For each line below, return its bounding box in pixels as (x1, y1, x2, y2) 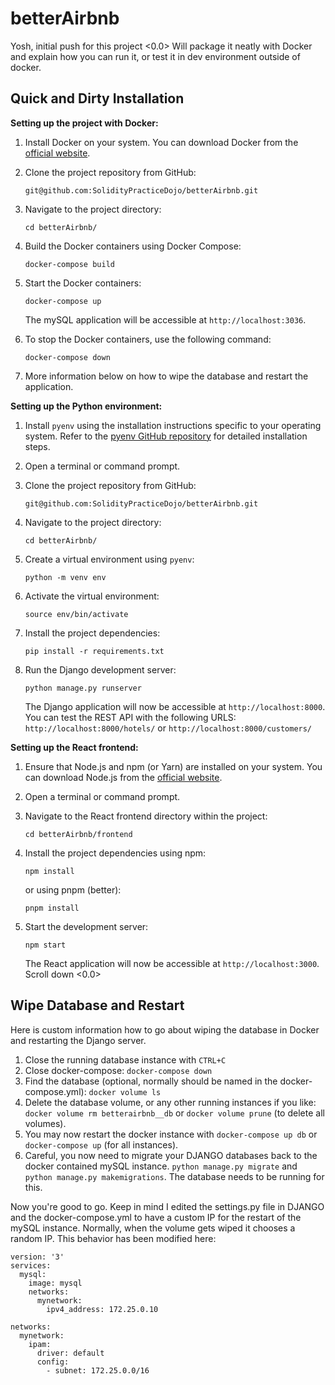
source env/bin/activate (24, 609, 129, 619)
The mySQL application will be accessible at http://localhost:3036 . (24, 313, 307, 326)
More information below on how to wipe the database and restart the (24, 370, 309, 382)
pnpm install (24, 903, 80, 913)
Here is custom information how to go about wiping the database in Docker (10, 1023, 320, 1036)
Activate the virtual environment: (24, 590, 160, 602)
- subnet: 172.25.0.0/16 (46, 1365, 150, 1376)
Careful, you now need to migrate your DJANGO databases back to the (24, 1149, 318, 1161)
